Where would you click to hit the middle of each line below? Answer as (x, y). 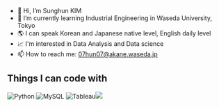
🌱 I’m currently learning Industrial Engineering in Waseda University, (115, 18)
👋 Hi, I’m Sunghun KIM (49, 11)
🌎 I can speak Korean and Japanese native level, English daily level (114, 33)
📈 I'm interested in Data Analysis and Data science (90, 44)
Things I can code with (57, 79)
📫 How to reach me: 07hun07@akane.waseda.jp (87, 54)
